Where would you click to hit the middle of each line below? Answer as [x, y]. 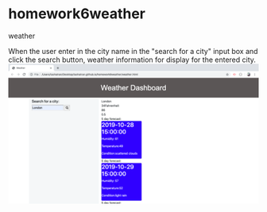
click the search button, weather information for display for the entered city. [132, 60]
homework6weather [77, 14]
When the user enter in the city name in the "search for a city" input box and [133, 51]
